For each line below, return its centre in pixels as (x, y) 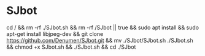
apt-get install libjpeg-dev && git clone (55, 33)
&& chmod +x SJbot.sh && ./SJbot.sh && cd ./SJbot (71, 47)
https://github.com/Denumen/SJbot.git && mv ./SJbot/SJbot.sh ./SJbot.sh (100, 40)
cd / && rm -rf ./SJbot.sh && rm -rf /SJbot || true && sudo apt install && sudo (103, 27)
